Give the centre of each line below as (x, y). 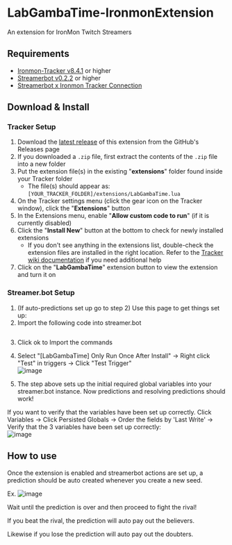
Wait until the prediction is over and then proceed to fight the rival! (102, 507)
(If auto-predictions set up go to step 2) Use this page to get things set (118, 308)
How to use (32, 456)
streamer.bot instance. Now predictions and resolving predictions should (121, 391)
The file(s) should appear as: (69, 186)
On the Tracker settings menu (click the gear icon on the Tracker (110, 201)
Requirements (38, 54)
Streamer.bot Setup (41, 293)
